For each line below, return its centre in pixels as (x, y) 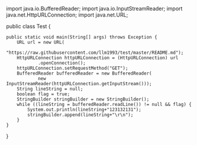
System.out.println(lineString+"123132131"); (85, 109)
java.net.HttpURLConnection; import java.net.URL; (67, 15)
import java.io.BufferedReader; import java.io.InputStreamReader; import (94, 9)
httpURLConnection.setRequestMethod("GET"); (72, 68)
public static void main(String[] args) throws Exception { (82, 37)
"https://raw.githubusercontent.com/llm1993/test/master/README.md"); (95, 53)
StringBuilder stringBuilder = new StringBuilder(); (83, 99)
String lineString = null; (50, 89)
